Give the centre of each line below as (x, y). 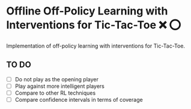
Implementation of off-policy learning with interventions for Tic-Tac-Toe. (95, 46)
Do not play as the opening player (57, 79)
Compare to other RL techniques (55, 93)
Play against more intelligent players (60, 86)
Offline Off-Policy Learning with (87, 11)
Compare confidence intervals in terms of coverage (79, 99)
